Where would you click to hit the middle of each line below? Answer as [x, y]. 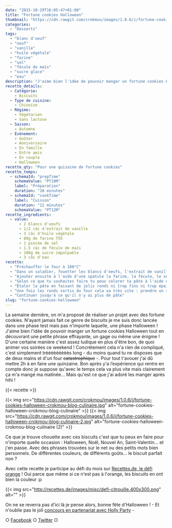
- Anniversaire [31, 143]
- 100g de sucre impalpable [49, 253]
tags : [11, 34]
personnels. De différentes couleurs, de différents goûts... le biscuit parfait [84, 453]
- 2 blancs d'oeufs [39, 224]
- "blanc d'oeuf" [28, 39]
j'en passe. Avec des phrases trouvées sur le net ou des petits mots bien [82, 448]
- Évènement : [24, 134]
